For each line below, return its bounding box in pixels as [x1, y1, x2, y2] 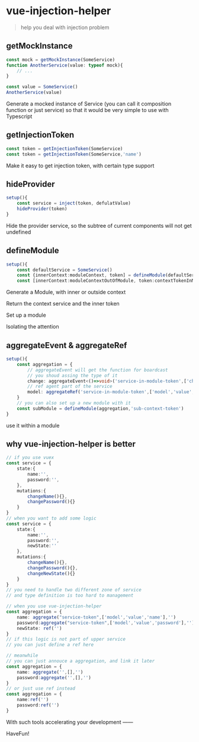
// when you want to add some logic [6, 515, 97, 521]
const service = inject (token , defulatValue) [17, 200, 131, 206]
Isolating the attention [6, 323, 59, 330]
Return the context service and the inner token [6, 300, 120, 307]
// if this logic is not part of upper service [6, 636, 126, 642]
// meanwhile [6, 652, 38, 659]
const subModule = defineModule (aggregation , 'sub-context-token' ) [17, 405, 184, 412]
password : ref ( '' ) [17, 702, 60, 708]
